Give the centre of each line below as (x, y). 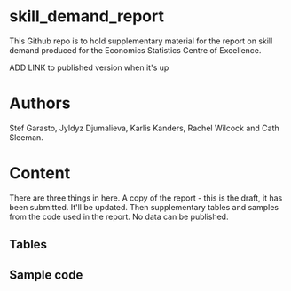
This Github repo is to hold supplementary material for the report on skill (141, 41)
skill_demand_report (87, 16)
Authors (40, 103)
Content (40, 173)
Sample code (46, 275)
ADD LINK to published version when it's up (89, 67)
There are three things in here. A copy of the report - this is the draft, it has (146, 198)
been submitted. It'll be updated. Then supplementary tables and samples (144, 207)
